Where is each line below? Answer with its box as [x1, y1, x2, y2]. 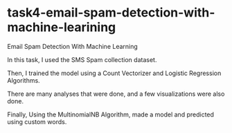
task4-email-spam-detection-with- [7, 5, 215, 21]
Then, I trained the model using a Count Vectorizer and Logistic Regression [7, 69, 222, 77]
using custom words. [7, 117, 67, 125]
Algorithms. [7, 76, 40, 84]
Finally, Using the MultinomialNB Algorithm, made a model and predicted [7, 110, 215, 119]
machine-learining [7, 19, 116, 35]
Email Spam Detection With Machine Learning [7, 42, 139, 50]
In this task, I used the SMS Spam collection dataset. [7, 55, 157, 63]
